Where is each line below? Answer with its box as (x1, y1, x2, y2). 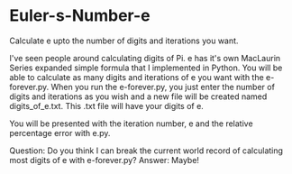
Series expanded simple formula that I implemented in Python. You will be (9, 62, 283, 73)
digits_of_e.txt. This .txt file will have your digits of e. (9, 100, 205, 111)
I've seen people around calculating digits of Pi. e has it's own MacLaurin (9, 52, 281, 63)
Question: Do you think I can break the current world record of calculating (9, 145, 284, 156)
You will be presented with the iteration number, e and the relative (9, 118, 254, 129)
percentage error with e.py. (9, 127, 111, 138)
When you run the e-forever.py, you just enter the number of (50, 81, 275, 92)
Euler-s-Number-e (9, 5, 151, 26)
